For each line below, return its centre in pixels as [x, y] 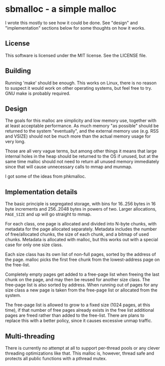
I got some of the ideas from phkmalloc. [46, 177]
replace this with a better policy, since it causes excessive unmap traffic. [79, 321]
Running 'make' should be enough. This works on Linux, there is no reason [81, 83]
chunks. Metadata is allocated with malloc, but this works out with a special [82, 240]
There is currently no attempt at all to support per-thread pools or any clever [82, 348]
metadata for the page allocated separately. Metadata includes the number [81, 229]
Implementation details [41, 192]
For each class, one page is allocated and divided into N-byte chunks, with [81, 224]
